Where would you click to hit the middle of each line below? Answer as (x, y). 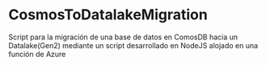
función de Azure (37, 54)
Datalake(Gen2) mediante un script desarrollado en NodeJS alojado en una (133, 45)
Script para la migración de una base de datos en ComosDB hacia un (123, 37)
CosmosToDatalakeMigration (108, 15)
